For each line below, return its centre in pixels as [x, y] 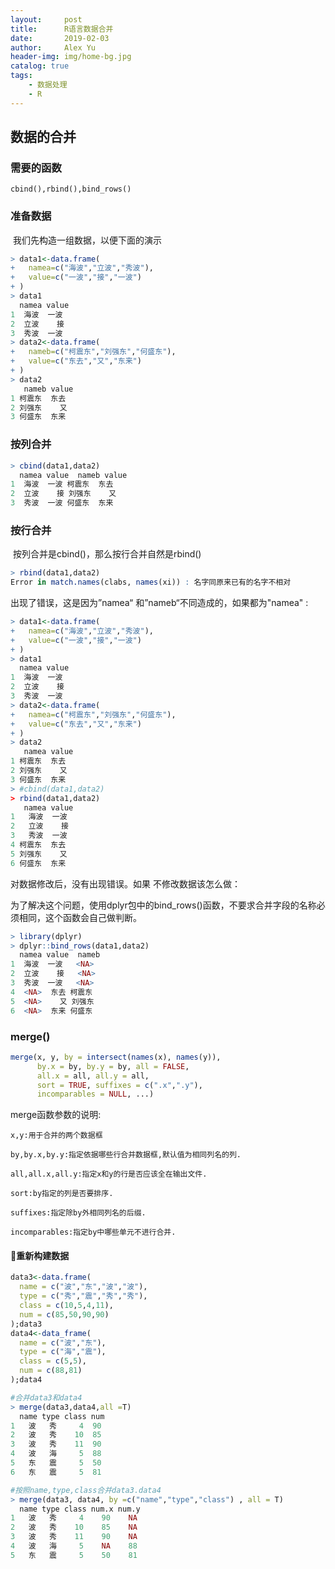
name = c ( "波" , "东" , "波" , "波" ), [83, 1287]
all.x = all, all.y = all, [93, 1076]
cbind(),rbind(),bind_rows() [71, 189]
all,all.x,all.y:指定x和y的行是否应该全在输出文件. [109, 1174]
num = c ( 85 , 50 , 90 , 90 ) [64, 1314]
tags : [21, 76]
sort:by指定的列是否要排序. [62, 1194]
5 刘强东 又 [39, 854]
